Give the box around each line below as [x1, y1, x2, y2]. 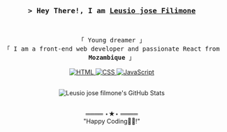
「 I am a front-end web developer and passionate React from [3, 45, 220, 53]
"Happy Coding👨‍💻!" [83, 117, 140, 126]
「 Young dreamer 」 [78, 36, 146, 44]
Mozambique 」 [88, 53, 136, 62]
